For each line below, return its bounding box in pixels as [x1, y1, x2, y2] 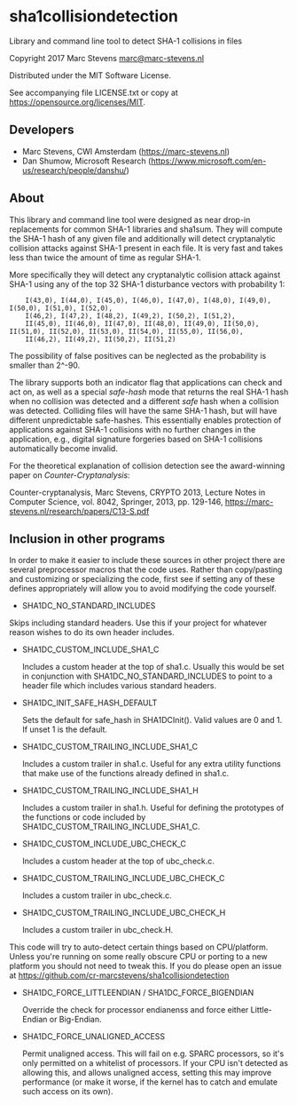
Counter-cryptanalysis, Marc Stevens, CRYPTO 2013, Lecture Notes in [9, 487, 266, 497]
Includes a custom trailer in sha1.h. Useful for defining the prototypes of [21, 802, 285, 814]
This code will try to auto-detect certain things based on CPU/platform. [9, 942, 269, 952]
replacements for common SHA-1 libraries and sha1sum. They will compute [9, 224, 283, 235]
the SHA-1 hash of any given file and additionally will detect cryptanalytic [9, 233, 277, 243]
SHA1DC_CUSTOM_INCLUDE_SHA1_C [21, 644, 160, 655]
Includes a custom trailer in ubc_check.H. [21, 925, 174, 935]
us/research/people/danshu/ [21, 164, 127, 175]
